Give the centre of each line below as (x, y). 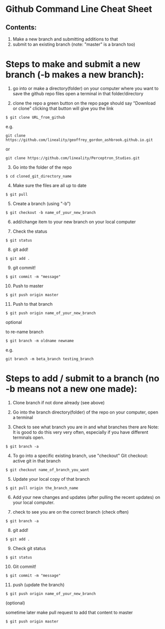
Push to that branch (33, 304)
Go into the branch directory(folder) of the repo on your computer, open (85, 412)
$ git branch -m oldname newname (40, 341)
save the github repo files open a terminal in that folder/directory (78, 93)
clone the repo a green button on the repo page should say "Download (84, 103)
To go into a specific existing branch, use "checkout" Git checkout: (80, 455)
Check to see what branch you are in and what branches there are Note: (86, 427)
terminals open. (28, 437)
